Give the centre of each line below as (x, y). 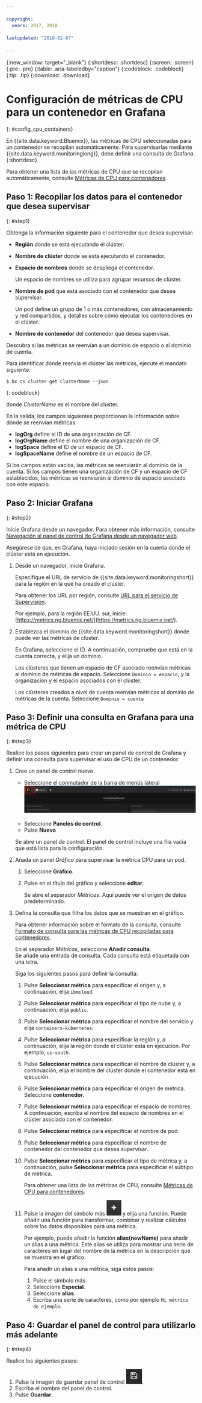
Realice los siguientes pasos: (42, 1361)
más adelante (32, 1335)
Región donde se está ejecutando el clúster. (69, 244)
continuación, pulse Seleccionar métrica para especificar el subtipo (109, 1167)
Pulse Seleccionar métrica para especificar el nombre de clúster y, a (109, 1064)
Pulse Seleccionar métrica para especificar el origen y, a (95, 985)
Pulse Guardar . (34, 1395)
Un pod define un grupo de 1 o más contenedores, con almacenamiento (104, 309)
